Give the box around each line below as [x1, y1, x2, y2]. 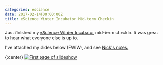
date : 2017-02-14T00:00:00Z [5, 12, 63, 17]
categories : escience [5, 7, 50, 12]
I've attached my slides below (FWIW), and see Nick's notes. [5, 45, 129, 51]
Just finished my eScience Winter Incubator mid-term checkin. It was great [5, 30, 158, 36]
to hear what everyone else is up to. [5, 35, 78, 41]
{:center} [5, 54, 24, 60]
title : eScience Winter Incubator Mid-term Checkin [5, 16, 114, 21]
